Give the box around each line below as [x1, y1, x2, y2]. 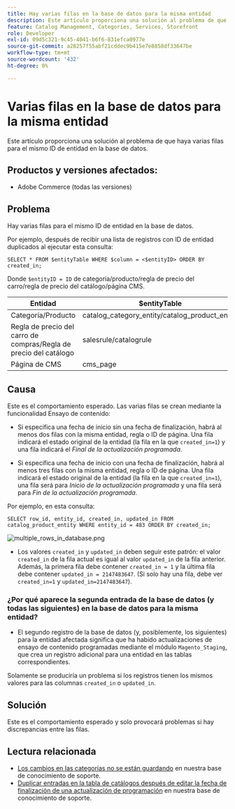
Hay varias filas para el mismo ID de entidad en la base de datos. [7, 222, 194, 230]
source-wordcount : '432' [7, 56, 80, 63]
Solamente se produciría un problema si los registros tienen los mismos [7, 671, 213, 680]
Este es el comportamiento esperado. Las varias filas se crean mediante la [7, 402, 222, 410]
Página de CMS [10, 360, 62, 370]
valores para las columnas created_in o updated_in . [7, 679, 156, 687]
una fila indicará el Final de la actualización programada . [17, 445, 183, 453]
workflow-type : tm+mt [7, 50, 71, 57]
